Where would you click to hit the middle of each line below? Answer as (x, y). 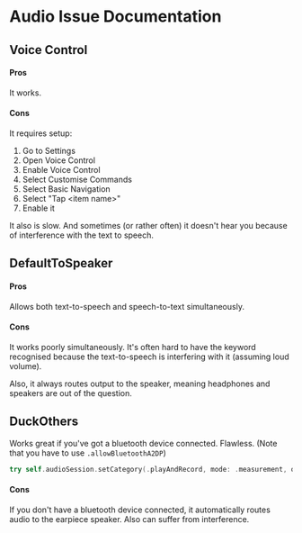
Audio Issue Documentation (115, 17)
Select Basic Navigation (66, 189)
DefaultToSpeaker (61, 263)
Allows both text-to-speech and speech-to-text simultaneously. (127, 306)
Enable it (39, 208)
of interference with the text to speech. (82, 235)
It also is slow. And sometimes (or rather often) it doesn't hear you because (148, 225)
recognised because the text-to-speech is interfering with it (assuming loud (149, 357)
